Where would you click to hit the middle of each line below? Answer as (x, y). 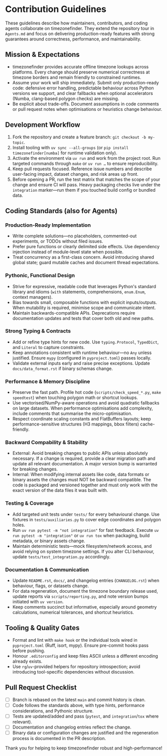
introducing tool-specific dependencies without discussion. (73, 672)
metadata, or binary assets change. (49, 541)
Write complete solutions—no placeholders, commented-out (75, 236)
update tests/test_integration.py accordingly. (61, 557)
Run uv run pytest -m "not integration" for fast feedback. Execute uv (85, 530)
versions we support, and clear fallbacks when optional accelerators (83, 93)
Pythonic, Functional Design (40, 276)
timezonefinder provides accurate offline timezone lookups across (80, 66)
